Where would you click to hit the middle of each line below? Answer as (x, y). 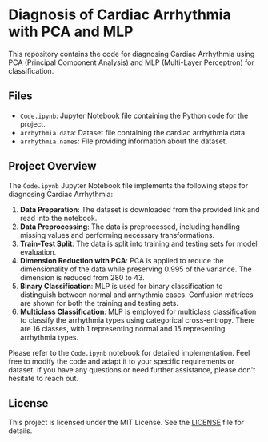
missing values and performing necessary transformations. (117, 235)
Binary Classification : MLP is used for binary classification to (121, 286)
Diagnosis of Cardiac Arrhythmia (120, 15)
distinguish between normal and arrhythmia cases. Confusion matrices (136, 295)
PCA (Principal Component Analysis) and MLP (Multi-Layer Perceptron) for (131, 62)
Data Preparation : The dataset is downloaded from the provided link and (140, 209)
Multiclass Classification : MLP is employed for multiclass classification (138, 311)
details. (20, 431)
